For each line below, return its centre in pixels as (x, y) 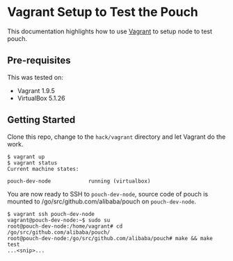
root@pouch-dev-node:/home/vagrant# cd (65, 226)
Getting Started (41, 120)
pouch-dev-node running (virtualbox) (79, 181)
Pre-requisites (39, 61)
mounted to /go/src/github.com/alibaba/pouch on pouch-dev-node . (102, 201)
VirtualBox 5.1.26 (41, 98)
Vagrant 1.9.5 (36, 90)
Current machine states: (43, 169)
